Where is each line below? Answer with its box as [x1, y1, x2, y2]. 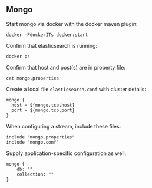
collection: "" [16, 171, 54, 177]
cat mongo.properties [6, 75, 60, 81]
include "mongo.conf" [6, 139, 60, 145]
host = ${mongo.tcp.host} [11, 102, 75, 108]
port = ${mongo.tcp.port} [11, 107, 75, 113]
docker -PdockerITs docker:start [6, 32, 88, 38]
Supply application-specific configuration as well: [6, 150, 127, 157]
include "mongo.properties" [6, 134, 75, 140]
